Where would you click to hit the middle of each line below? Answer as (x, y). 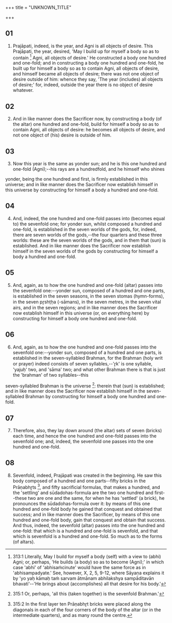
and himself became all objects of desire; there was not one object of (86, 74)
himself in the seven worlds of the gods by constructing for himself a (85, 251)
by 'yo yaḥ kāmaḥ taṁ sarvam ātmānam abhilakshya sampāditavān (83, 578)
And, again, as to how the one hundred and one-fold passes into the (85, 347)
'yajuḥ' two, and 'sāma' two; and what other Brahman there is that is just (89, 369)
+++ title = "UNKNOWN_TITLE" (38, 7)
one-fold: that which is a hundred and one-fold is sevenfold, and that (85, 531)
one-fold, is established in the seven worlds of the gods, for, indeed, (85, 229)
